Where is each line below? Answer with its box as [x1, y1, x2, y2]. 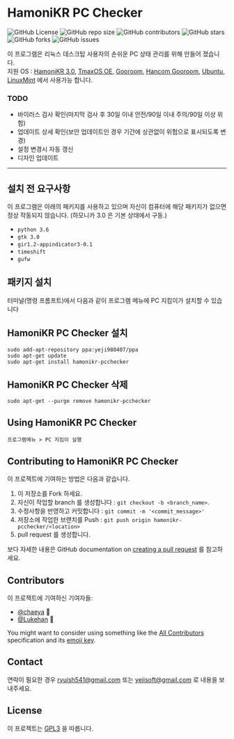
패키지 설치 [7, 276, 52, 288]
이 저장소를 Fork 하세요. [17, 489, 82, 498]
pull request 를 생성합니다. [17, 530, 91, 539]
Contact [7, 656, 43, 668]
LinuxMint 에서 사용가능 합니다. [7, 75, 93, 84]
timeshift [17, 248, 47, 255]
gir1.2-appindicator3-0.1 [17, 241, 93, 248]
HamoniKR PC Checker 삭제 [7, 379, 128, 391]
